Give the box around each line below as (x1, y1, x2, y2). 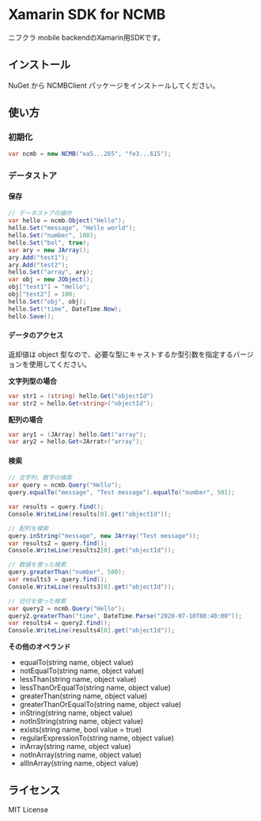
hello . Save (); (8, 312, 55, 320)
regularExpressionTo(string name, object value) (19, 733, 175, 743)
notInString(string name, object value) (19, 717, 144, 726)
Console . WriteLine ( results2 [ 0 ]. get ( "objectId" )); (8, 547, 176, 554)
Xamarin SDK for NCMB (8, 6, 166, 24)
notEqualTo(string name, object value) (19, 666, 145, 675)
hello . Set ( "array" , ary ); (8, 268, 93, 276)
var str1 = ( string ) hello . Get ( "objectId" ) (8, 392, 154, 400)
